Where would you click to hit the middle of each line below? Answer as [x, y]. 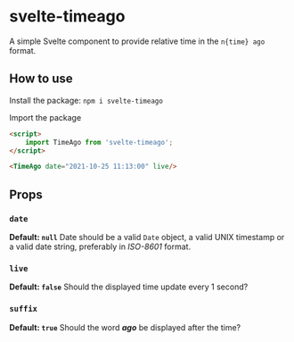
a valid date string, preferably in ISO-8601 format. [100, 246]
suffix [24, 309]
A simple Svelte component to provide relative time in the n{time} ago [137, 41]
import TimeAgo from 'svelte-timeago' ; [99, 142]
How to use [41, 79]
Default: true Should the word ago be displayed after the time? [125, 327]
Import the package [45, 117]
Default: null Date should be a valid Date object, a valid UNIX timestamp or [147, 237]
